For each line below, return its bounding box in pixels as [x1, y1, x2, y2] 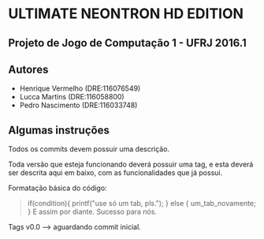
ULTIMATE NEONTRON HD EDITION [8, 5, 244, 23]
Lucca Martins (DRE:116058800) [19, 92, 125, 102]
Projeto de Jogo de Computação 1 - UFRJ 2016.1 [8, 36, 247, 50]
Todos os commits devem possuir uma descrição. [8, 144, 170, 154]
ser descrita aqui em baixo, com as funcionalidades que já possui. [8, 168, 223, 177]
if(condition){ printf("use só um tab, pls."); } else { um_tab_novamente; [27, 199, 256, 208]
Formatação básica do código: [8, 183, 108, 193]
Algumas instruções [8, 123, 110, 136]
